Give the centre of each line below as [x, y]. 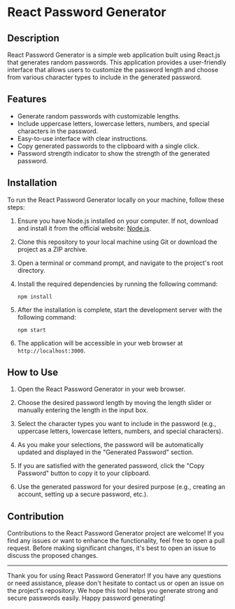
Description [33, 38]
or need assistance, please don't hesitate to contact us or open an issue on [116, 583]
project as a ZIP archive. [52, 249]
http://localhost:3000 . [51, 350]
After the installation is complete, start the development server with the [120, 310]
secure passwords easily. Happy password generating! [86, 598]
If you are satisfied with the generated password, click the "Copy [111, 466]
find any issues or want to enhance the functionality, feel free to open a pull [116, 541]
